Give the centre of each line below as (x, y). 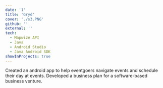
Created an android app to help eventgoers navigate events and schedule (82, 70)
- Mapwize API (24, 38)
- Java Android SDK (30, 51)
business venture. (24, 81)
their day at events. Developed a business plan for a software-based (76, 76)
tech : (11, 33)
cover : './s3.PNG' (24, 19)
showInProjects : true (28, 56)
